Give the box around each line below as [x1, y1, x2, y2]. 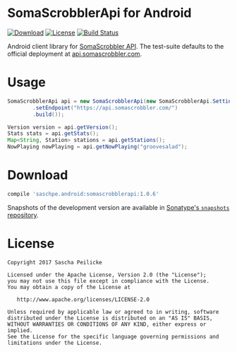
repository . [7, 211, 39, 219]
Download [7, 168, 68, 183]
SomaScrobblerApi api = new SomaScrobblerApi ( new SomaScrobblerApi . [7, 98, 213, 105]
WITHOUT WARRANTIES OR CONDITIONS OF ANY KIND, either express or [7, 320, 207, 328]
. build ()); [32, 111, 65, 118]
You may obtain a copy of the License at [7, 283, 131, 291]
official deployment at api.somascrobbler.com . [7, 49, 142, 58]
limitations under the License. [7, 339, 102, 346]
